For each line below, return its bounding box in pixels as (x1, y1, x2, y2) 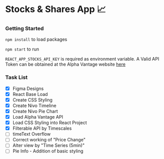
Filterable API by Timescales (12, 125, 72, 131)
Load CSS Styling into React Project (12, 120, 87, 126)
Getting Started (5, 25, 44, 32)
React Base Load (12, 91, 48, 97)
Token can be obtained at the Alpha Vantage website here (5, 61, 126, 68)
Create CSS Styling (12, 96, 53, 103)
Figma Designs (12, 85, 44, 91)
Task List (5, 74, 28, 81)
